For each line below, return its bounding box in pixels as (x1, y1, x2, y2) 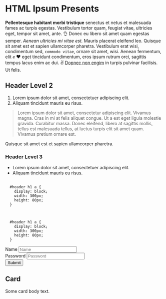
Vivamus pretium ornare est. (17, 131, 76, 137)
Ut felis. (5, 67, 21, 73)
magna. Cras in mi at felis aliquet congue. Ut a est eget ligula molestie (17, 115, 161, 121)
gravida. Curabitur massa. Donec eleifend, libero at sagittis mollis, (17, 120, 153, 126)
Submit (7, 260, 21, 265)
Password (5, 253, 26, 259)
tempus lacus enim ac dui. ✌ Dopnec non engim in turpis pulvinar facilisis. (5, 60, 158, 66)
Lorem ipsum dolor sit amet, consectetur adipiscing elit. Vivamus (17, 110, 151, 116)
